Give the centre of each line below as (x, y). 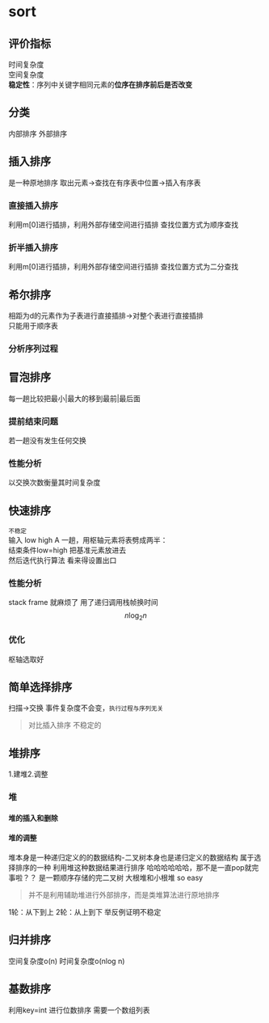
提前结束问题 (34, 421)
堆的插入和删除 (33, 818)
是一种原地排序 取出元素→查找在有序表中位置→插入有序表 (105, 182)
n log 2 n (136, 617)
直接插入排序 (34, 205)
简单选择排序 (40, 687)
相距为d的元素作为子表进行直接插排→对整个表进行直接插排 (106, 316)
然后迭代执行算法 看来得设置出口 (63, 560)
